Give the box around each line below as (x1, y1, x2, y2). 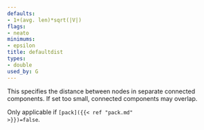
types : (7, 55, 26, 62)
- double (7, 62, 33, 68)
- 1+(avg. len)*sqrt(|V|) (7, 17, 82, 24)
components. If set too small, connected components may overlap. (7, 94, 198, 102)
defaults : (7, 10, 36, 17)
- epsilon (7, 42, 36, 49)
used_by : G (7, 68, 39, 75)
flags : (7, 23, 26, 30)
